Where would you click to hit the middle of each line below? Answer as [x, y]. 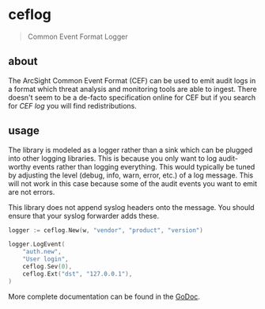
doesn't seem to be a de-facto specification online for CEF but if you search [132, 97]
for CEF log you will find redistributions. [72, 105]
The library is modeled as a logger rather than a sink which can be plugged [131, 150]
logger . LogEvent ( [37, 244]
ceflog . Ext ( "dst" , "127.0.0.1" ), [78, 274]
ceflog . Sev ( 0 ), [47, 267]
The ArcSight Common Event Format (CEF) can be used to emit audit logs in [132, 80]
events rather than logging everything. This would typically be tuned [144, 166]
